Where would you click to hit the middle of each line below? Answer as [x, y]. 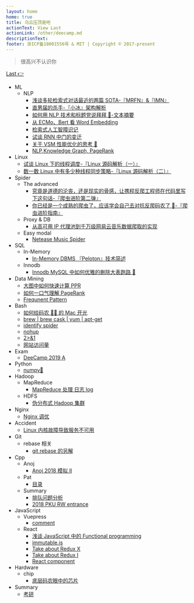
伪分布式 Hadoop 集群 [58, 403]
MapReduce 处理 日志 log [63, 389]
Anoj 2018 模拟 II [52, 470]
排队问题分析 [47, 497]
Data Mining [29, 278]
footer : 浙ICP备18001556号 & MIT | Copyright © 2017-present [81, 44]
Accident [25, 423]
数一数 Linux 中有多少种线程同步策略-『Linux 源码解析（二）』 [97, 171]
